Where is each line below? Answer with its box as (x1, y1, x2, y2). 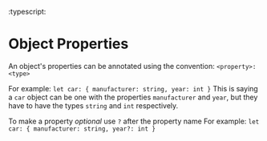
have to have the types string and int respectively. (8, 100, 179, 111)
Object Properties (8, 35, 129, 53)
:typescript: (8, 7, 47, 16)
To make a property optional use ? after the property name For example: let (8, 116, 260, 126)
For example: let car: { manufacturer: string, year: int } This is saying (8, 83, 258, 93)
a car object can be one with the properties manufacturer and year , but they (8, 92, 258, 102)
